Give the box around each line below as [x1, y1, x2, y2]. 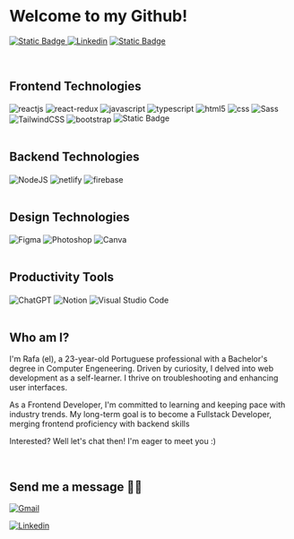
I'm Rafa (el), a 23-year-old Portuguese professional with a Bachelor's [9, 354, 268, 364]
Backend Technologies [9, 150, 141, 165]
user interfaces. [9, 382, 68, 393]
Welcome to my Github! [9, 6, 188, 27]
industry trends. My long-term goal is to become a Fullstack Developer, [9, 409, 272, 420]
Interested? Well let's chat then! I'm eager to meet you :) [9, 436, 217, 447]
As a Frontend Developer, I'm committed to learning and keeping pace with [9, 399, 286, 410]
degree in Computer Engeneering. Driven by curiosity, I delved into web [9, 364, 274, 374]
